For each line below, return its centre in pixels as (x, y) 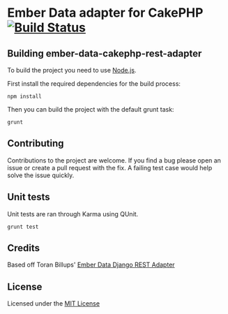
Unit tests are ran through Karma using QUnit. (73, 214)
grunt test (23, 227)
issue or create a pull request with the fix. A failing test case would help (110, 167)
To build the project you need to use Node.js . (72, 70)
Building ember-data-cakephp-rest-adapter (105, 53)
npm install (24, 96)
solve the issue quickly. (41, 175)
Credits (24, 248)
